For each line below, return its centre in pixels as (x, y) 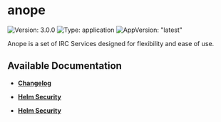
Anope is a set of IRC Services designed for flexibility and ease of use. (111, 43)
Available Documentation (65, 66)
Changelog (35, 83)
